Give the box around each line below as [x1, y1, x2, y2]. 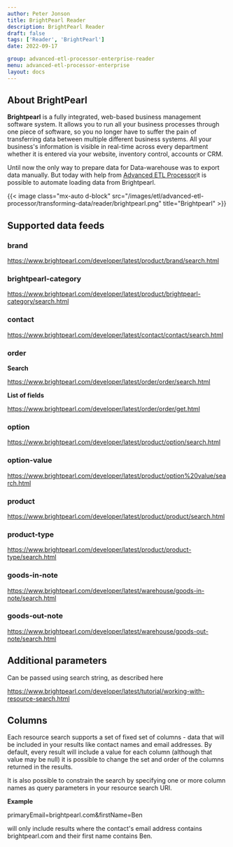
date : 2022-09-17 [7, 43, 58, 50]
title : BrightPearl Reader [7, 17, 86, 24]
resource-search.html [7, 694, 70, 703]
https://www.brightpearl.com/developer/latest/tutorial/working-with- [7, 687, 205, 695]
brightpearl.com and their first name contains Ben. [7, 832, 153, 840]
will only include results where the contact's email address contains [7, 825, 203, 833]
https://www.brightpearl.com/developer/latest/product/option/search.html [7, 438, 221, 446]
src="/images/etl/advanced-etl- [111, 192, 204, 200]
